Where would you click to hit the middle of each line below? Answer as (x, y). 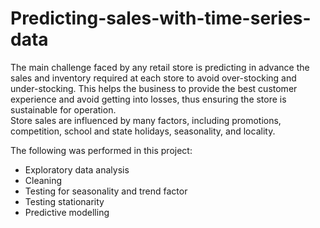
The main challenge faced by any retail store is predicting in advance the (160, 67)
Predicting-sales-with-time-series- (161, 18)
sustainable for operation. (63, 109)
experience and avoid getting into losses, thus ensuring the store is (148, 99)
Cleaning (43, 180)
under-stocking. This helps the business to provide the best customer (154, 88)
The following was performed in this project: (101, 150)
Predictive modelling (67, 212)
